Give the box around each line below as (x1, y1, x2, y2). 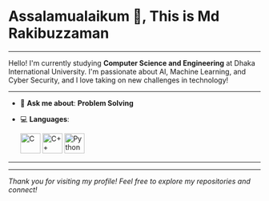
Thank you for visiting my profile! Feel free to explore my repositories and (8, 176, 251, 186)
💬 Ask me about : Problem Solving (19, 98, 134, 107)
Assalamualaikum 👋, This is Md (8, 7, 220, 26)
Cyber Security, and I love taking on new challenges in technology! (8, 75, 229, 85)
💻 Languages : (19, 114, 70, 123)
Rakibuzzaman (8, 24, 110, 42)
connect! (8, 184, 38, 195)
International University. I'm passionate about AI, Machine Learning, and (8, 66, 247, 76)
